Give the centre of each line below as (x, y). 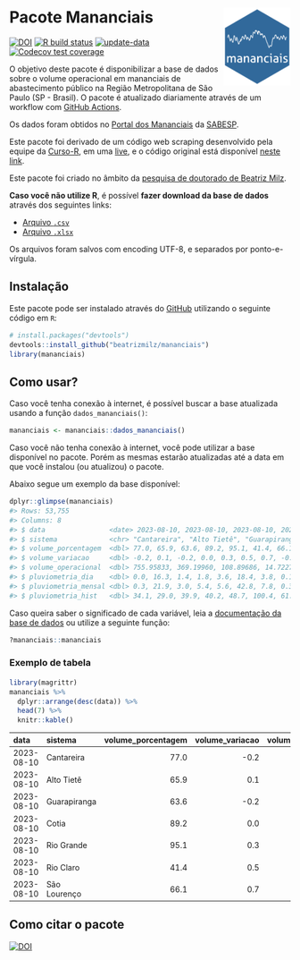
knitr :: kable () (46, 720)
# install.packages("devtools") (69, 335)
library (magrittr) (43, 683)
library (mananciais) (48, 354)
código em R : (33, 318)
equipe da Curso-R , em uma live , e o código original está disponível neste (145, 151)
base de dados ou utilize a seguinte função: (90, 622)
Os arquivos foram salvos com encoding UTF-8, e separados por (129, 249)
